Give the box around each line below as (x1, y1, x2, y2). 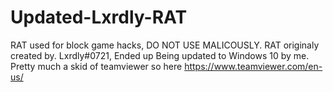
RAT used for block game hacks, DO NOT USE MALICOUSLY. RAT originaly (10, 39, 320, 51)
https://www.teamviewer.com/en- (184, 60, 323, 72)
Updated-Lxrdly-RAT (10, 6, 188, 29)
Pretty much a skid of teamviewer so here (10, 60, 183, 72)
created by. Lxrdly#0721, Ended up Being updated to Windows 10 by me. (10, 49, 310, 61)
